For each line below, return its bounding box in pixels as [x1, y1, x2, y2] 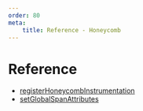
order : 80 [8, 11, 41, 20]
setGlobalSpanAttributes [19, 94, 100, 104]
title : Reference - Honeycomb [22, 26, 122, 34]
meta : [8, 19, 26, 27]
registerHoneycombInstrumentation [19, 86, 135, 95]
